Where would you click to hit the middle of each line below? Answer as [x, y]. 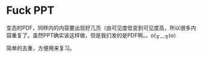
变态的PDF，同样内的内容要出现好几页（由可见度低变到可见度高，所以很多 [99, 28]
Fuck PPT [30, 10]
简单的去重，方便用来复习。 [41, 48]
